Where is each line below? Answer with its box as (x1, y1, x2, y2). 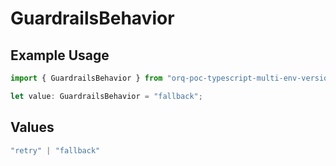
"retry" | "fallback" (10, 145, 101, 156)
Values (10, 119, 55, 136)
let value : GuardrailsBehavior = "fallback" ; (10, 91, 203, 101)
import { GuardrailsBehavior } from (10, 73, 163, 83)
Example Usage (10, 47, 110, 64)
